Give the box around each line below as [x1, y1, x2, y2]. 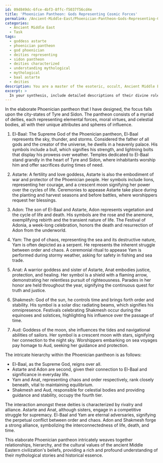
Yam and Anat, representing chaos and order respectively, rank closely [12, 377, 154, 383]
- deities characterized [9, 61, 60, 66]
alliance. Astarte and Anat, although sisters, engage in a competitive [5, 407, 142, 413]
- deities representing [9, 52, 57, 57]
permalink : [5, 16, 27, 21]
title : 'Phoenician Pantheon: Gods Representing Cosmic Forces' [5, 12, 138, 17]
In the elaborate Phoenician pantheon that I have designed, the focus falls [5, 106, 152, 112]
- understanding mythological [9, 66, 70, 71]
